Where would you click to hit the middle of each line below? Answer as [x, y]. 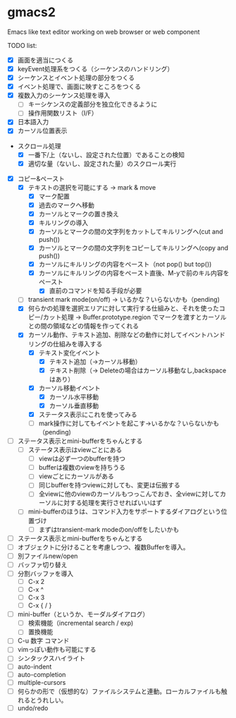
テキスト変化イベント [69, 353]
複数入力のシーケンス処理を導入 [64, 95]
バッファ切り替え [42, 564]
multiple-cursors [42, 682]
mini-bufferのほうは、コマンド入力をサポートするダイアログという [125, 511]
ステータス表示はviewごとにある [75, 450]
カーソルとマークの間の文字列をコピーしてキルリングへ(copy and [133, 248]
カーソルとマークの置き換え [79, 214]
